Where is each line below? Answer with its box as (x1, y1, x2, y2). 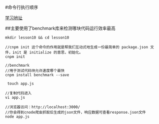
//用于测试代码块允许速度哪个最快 (5, 68, 65, 73)
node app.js (5, 114, 30, 119)
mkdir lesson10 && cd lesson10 (5, 35, 69, 40)
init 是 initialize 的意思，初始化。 (12, 50, 83, 55)
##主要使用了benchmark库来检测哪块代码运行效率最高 (5, 25, 116, 31)
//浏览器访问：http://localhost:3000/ (5, 105, 80, 110)
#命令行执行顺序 (5, 4, 38, 10)
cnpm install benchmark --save (5, 73, 69, 78)
